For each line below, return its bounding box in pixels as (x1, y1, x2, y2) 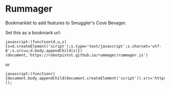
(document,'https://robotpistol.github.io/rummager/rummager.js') (5, 53, 148, 58)
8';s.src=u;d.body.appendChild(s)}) (5, 48, 82, 53)
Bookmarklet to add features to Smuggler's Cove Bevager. (5, 20, 126, 26)
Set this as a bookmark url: (5, 29, 61, 35)
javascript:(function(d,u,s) (5, 39, 67, 44)
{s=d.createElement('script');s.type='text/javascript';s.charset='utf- (5, 43, 162, 49)
